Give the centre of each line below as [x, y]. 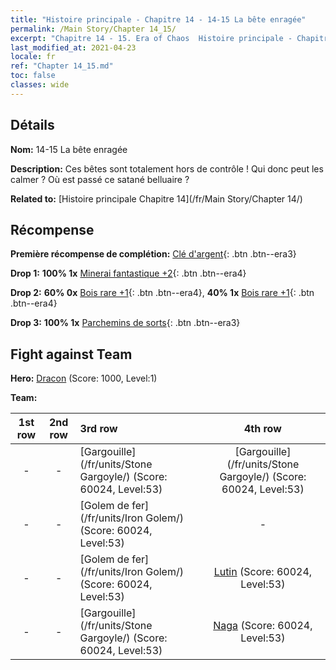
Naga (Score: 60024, [263, 626]
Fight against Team [71, 354]
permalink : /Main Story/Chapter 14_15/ [93, 29]
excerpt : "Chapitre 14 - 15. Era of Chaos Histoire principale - [151, 38]
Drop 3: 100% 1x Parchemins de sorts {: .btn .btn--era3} [125, 323]
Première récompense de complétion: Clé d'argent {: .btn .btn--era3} [153, 254]
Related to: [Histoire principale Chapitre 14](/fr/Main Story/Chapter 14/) [156, 198]
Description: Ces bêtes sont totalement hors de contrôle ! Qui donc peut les [167, 168]
